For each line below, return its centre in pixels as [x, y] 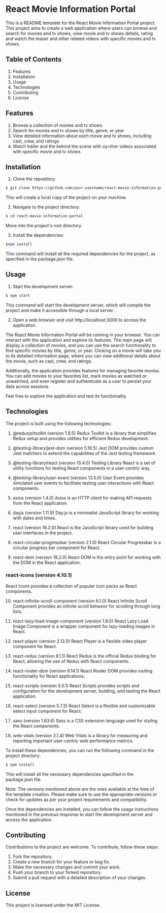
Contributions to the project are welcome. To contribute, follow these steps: [82, 847]
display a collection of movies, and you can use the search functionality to [81, 345]
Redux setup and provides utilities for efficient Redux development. [81, 438]
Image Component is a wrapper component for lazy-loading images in [84, 626]
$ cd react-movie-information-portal [44, 216]
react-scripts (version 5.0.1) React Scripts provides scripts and [76, 685]
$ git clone [18, 188]
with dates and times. [34, 518]
